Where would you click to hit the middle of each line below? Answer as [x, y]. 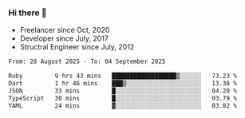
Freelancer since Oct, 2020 [65, 30]
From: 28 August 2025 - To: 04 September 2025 [87, 62]
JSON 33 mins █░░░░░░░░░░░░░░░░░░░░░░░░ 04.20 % [123, 91]
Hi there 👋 [28, 13]
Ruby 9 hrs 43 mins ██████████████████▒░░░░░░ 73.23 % [123, 76]
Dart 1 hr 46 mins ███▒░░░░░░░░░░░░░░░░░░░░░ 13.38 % [123, 84]
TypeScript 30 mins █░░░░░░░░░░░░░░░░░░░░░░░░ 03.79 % [123, 98]
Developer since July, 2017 [64, 38]
